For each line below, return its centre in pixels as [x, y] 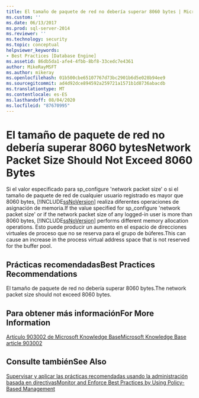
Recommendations [42, 274]
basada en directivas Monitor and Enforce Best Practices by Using [86, 382]
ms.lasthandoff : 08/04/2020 [41, 100]
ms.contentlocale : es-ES [37, 94]
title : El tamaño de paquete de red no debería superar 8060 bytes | [94, 12]
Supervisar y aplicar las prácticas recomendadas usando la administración [97, 376]
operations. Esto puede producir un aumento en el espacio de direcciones [97, 227]
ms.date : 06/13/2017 [32, 23]
